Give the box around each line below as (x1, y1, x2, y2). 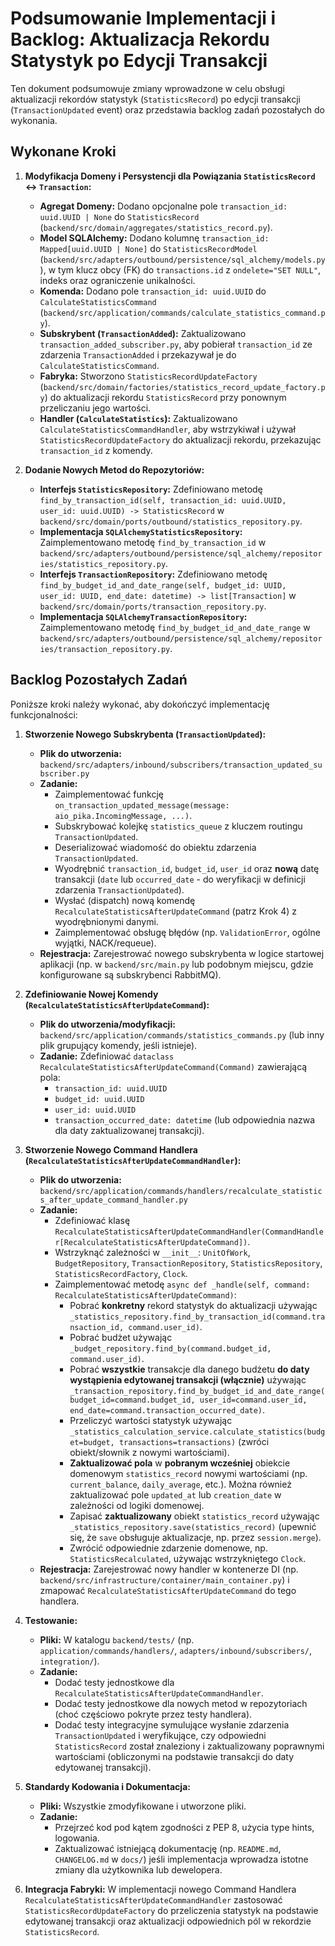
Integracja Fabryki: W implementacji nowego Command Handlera (24, 1883, 297, 1895)
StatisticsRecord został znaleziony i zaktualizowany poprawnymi (54, 1740, 325, 1752)
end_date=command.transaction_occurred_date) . (69, 1403, 266, 1416)
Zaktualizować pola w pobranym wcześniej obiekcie (69, 1457, 291, 1469)
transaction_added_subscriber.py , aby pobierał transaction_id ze (39, 338, 313, 350)
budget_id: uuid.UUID (54, 1094, 145, 1104)
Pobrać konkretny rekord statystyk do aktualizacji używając (69, 1299, 318, 1311)
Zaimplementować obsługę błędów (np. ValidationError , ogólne (54, 926, 321, 938)
